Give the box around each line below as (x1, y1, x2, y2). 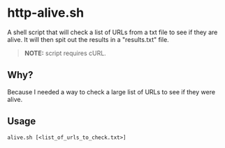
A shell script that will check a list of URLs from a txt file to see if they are (7, 28, 218, 36)
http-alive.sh (7, 5, 85, 21)
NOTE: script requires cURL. (24, 49, 106, 57)
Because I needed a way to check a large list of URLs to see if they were (7, 87, 215, 96)
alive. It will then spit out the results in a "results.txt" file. (7, 35, 169, 43)
